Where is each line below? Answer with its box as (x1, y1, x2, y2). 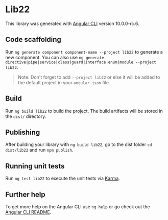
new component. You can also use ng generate (5, 54, 105, 60)
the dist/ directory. (5, 113, 46, 119)
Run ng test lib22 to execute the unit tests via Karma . (5, 175, 120, 182)
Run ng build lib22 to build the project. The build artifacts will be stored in (5, 108, 163, 114)
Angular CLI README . (5, 209, 52, 215)
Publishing (5, 128, 40, 136)
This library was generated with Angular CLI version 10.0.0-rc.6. (5, 20, 139, 27)
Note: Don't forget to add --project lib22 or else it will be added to (17, 74, 160, 80)
